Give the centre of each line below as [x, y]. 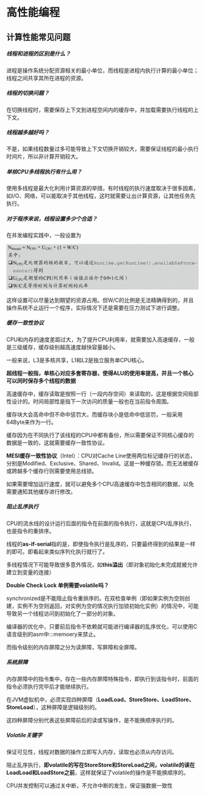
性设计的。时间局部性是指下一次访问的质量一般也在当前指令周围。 [89, 401]
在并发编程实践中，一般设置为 [44, 235]
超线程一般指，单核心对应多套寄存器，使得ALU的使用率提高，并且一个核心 [100, 373]
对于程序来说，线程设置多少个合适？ [52, 219]
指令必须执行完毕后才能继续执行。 [49, 686]
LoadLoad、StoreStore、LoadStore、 [146, 699]
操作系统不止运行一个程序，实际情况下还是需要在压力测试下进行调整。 [95, 308]
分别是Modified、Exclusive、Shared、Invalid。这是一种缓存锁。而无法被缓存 [103, 463]
